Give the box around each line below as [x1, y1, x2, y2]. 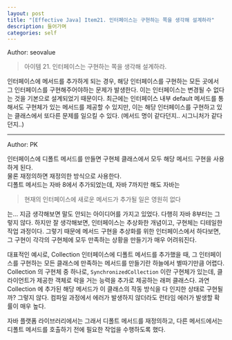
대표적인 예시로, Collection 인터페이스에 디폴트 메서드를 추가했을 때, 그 [7, 250, 198, 259]
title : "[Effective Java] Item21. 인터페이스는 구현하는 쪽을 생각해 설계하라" [7, 17, 215, 23]
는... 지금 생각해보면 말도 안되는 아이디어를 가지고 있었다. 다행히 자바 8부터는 [7, 210, 213, 218]
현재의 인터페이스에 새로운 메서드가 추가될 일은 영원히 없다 [23, 195, 182, 203]
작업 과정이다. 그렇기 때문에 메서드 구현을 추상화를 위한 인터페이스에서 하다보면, [7, 227, 221, 235]
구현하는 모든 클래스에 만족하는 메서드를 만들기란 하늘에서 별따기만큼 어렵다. [19, 259, 225, 268]
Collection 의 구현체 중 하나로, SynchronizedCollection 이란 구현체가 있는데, [7, 268, 216, 276]
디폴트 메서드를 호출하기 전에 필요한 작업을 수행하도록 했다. [7, 326, 166, 334]
